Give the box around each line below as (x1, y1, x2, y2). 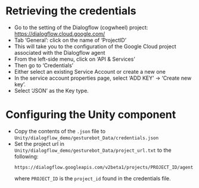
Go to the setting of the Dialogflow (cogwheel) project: (14, 24, 148, 31)
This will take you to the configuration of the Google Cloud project (14, 43, 176, 50)
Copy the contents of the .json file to (14, 127, 105, 134)
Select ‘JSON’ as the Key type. (14, 87, 89, 94)
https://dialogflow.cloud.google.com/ (14, 30, 105, 37)
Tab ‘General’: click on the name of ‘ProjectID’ (14, 36, 126, 43)
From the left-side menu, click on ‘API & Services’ (14, 55, 135, 62)
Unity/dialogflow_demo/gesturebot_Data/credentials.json (14, 135, 159, 141)
